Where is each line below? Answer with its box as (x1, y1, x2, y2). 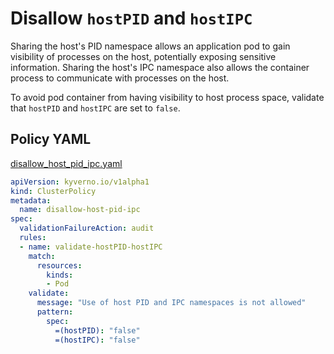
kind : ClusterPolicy (10, 186, 97, 196)
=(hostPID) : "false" (54, 325, 141, 336)
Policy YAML (10, 131, 92, 148)
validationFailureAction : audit (19, 223, 155, 234)
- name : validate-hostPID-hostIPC (19, 242, 163, 252)
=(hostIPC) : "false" (54, 335, 141, 345)
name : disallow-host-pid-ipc (19, 205, 141, 215)
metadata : (10, 195, 52, 206)
